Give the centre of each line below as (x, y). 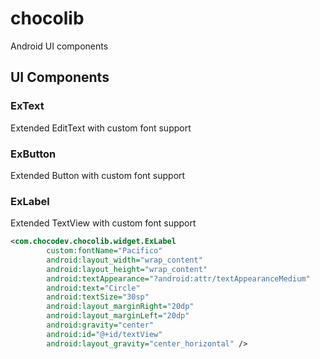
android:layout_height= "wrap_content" (127, 269)
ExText (27, 106)
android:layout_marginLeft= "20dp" (118, 316)
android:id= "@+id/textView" (104, 334)
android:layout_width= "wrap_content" (124, 260)
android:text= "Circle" (93, 288)
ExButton (33, 154)
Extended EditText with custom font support (101, 128)
